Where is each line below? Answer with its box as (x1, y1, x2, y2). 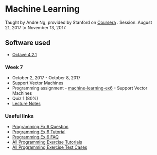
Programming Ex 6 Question (12, 124, 69, 130)
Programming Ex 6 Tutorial (12, 129, 66, 135)
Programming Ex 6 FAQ (12, 134, 59, 140)
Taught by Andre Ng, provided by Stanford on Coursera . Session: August (5, 19, 152, 25)
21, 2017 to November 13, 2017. (5, 24, 67, 30)
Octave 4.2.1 (12, 52, 37, 57)
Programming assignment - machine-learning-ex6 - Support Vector (12, 85, 148, 91)
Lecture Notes (12, 101, 41, 106)
